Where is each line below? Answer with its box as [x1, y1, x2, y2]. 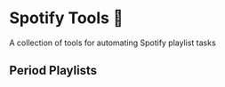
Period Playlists [9, 63, 98, 78]
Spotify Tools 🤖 [9, 8, 124, 28]
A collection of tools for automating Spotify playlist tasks [9, 37, 216, 48]
